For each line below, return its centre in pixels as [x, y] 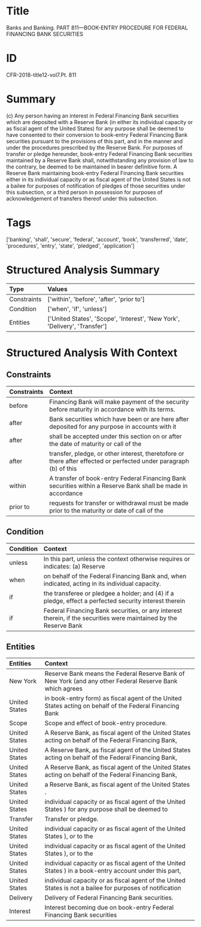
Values [57, 289]
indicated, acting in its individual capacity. [103, 583]
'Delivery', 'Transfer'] [77, 326]
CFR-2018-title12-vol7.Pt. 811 [41, 75]
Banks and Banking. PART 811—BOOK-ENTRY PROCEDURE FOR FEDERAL [97, 28]
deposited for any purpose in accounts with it [113, 426]
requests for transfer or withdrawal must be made [119, 503]
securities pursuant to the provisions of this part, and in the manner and [95, 141]
